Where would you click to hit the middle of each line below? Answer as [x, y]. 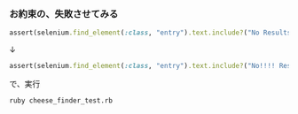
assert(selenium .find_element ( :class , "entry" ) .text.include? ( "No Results [150, 33]
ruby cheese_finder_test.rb [61, 101]
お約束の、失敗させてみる [64, 13]
